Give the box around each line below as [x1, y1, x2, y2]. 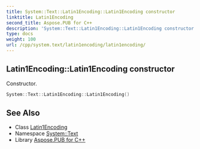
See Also [6, 108, 40, 118]
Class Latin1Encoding [14, 123, 68, 131]
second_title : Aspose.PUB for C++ [6, 20, 93, 26]
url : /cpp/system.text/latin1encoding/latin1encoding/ [6, 42, 146, 48]
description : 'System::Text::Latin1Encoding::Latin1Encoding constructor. [6, 25, 197, 32]
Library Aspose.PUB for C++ [14, 136, 86, 144]
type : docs [6, 31, 34, 37]
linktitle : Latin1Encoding [6, 14, 74, 20]
